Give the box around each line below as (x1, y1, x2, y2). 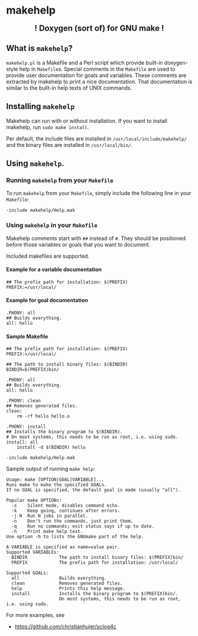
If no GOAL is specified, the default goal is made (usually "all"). (6, 487, 181, 493)
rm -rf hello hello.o (17, 413, 70, 420)
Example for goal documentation (6, 297, 89, 304)
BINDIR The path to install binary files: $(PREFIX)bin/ (11, 555, 184, 561)
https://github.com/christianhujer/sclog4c (14, 623, 117, 630)
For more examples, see (6, 612, 65, 619)
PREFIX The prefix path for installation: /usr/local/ (11, 560, 178, 566)
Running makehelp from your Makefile (6, 176, 113, 184)
